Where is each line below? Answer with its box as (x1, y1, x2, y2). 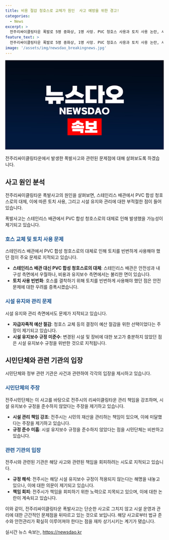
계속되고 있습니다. (22, 495, 57, 501)
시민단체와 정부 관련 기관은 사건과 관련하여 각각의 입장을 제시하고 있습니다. (5, 370, 152, 376)
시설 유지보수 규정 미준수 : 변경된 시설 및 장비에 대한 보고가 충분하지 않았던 (12, 334, 157, 340)
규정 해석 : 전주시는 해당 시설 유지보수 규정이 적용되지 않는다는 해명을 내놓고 (12, 476, 160, 482)
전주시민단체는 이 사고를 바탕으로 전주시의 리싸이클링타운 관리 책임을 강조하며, (5, 397, 158, 403)
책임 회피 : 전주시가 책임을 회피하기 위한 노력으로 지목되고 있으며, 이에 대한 (12, 489, 157, 495)
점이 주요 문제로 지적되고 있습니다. (10, 254, 78, 260)
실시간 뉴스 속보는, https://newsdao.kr (5, 529, 82, 535)
